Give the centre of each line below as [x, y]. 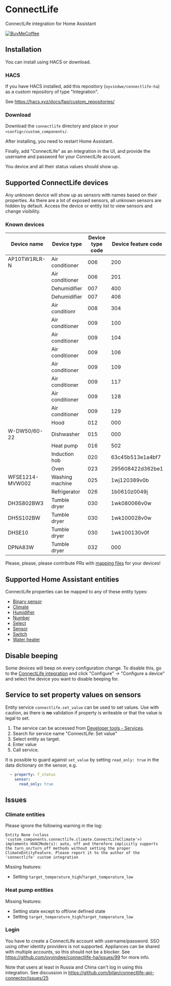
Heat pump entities [29, 890]
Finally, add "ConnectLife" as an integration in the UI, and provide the [78, 151]
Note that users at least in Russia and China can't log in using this [74, 967]
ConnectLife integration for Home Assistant [51, 24]
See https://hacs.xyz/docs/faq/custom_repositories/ [60, 102]
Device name [27, 244]
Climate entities [25, 814]
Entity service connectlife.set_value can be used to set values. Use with [82, 707]
